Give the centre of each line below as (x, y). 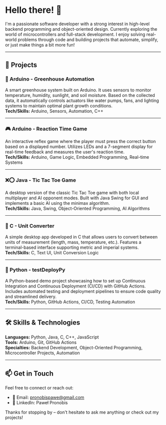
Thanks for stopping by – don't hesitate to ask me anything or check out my (82, 412)
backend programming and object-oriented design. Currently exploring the (81, 29)
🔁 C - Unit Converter (30, 226)
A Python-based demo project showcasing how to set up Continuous (75, 281)
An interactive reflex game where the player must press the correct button (81, 141)
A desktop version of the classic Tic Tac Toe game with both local (72, 193)
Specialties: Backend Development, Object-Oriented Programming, (74, 347)
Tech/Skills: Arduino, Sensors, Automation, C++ (54, 111)
